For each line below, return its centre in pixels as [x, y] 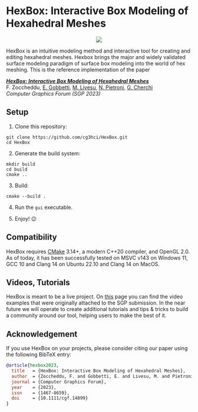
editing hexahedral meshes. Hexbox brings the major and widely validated [96, 57]
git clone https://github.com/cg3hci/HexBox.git [67, 137]
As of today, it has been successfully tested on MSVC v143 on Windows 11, [97, 257]
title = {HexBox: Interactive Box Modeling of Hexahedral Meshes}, [98, 371]
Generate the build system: [47, 153]
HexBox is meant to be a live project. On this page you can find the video [95, 297]
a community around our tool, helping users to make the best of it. [86, 315]
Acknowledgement [42, 334]
